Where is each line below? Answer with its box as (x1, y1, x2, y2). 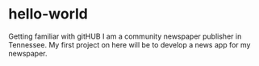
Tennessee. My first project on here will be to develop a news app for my (8, 39, 251, 49)
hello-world (8, 5, 89, 23)
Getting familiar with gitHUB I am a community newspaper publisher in (8, 31, 242, 41)
